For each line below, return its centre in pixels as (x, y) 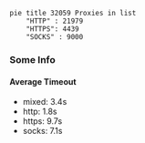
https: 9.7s (42, 121)
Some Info (33, 59)
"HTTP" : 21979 (55, 21)
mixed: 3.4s (45, 102)
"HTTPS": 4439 (52, 29)
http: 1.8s (40, 112)
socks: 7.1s (42, 131)
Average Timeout (43, 81)
